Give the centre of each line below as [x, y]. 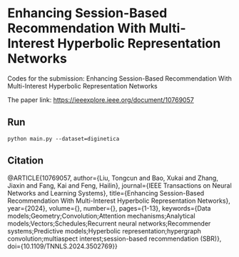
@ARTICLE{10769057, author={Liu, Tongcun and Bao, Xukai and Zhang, [113, 178]
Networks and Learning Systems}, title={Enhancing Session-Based [106, 193]
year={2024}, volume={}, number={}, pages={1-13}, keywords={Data [109, 208]
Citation [26, 161]
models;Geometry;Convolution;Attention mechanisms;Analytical [101, 216]
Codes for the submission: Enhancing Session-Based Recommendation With [119, 78]
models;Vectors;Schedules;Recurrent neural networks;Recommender [109, 223]
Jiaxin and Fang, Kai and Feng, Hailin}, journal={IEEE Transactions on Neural [119, 185]
